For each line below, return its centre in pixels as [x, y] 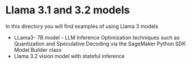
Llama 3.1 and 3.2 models [68, 10]
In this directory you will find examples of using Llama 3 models [82, 26]
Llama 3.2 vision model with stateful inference [69, 56]
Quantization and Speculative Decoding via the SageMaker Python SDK [100, 44]
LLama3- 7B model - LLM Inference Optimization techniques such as [97, 37]
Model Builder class [38, 49]
